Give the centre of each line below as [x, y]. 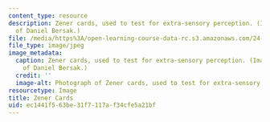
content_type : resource [48, 16]
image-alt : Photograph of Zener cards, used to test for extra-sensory [138, 83]
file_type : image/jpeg [46, 46]
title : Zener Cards [41, 98]
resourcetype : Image [43, 90]
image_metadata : [35, 53]
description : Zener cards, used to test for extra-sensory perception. [131, 23]
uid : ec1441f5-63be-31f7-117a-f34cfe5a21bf [82, 105]
